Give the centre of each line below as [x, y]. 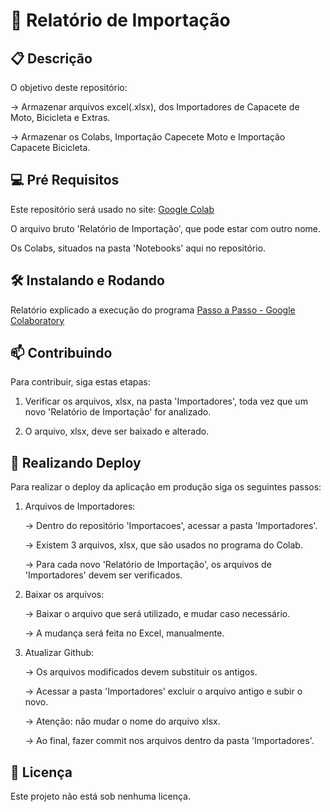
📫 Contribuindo [61, 353]
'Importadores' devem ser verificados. [103, 575]
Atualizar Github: [59, 653]
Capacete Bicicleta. [50, 147]
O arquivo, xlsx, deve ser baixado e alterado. [117, 431]
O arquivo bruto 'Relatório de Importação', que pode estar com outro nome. [166, 228]
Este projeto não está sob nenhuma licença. [101, 796]
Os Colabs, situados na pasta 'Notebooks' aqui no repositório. [138, 248]
